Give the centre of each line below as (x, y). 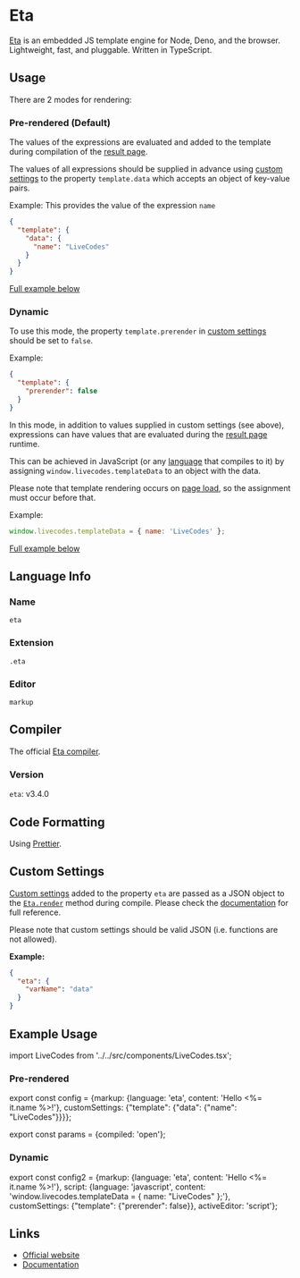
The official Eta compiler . (55, 751)
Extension (32, 643)
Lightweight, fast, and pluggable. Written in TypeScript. (111, 49)
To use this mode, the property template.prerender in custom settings (138, 331)
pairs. (20, 188)
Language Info (50, 576)
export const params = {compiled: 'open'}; (87, 1134)
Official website (51, 1255)
